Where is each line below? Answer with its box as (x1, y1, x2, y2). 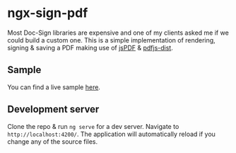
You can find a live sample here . (7, 83, 101, 91)
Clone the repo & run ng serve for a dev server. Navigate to (7, 122, 179, 130)
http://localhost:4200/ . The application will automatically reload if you (7, 130, 216, 138)
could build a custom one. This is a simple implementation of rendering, (7, 35, 216, 44)
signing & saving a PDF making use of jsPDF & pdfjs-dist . (7, 43, 173, 52)
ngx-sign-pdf (7, 5, 88, 21)
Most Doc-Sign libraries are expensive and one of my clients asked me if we (7, 28, 230, 37)
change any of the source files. (7, 137, 98, 146)
